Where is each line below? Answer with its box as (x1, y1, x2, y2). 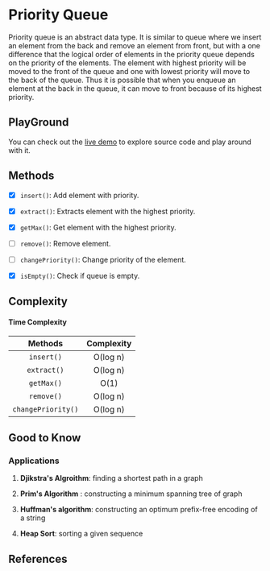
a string (19, 513, 46, 523)
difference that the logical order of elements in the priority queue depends (8, 49, 255, 59)
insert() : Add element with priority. (19, 190, 139, 200)
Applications (8, 455, 60, 466)
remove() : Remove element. (19, 238, 111, 248)
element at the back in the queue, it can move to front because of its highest (8, 83, 262, 93)
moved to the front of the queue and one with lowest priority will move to (8, 66, 251, 76)
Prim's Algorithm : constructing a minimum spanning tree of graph (19, 489, 243, 499)
